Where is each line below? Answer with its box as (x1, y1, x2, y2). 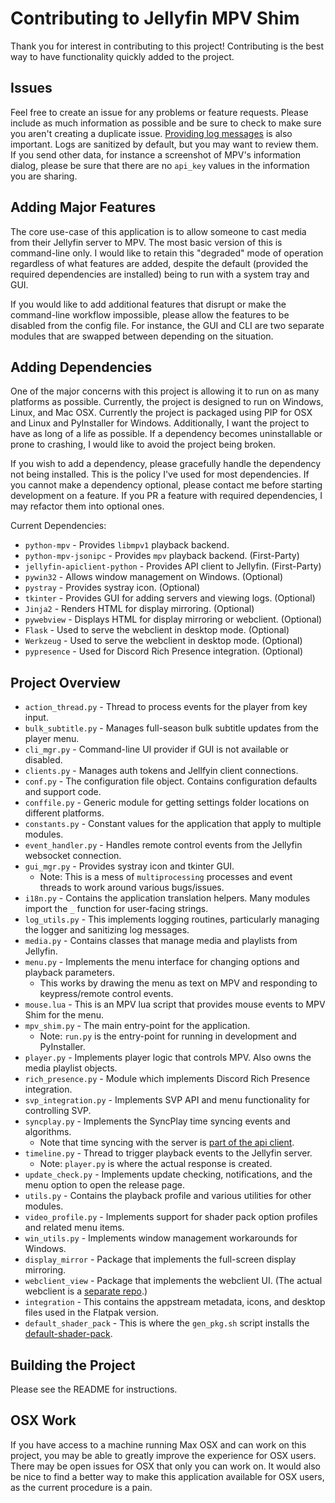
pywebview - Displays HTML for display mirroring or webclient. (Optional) (24, 613, 323, 626)
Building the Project (10, 1357, 136, 1374)
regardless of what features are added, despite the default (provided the (10, 257, 309, 269)
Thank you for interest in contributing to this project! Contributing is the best (10, 40, 324, 52)
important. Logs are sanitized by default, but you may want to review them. (10, 138, 319, 150)
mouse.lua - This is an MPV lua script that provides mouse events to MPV (24, 998, 326, 1011)
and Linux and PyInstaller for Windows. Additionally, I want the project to (10, 417, 310, 429)
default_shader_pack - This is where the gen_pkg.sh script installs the (24, 1317, 310, 1329)
